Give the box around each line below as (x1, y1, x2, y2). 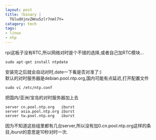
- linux (5, 30, 21, 35)
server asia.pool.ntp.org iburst (5, 108, 75, 114)
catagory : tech (5, 21, 37, 26)
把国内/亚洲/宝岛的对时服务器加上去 (5, 94, 79, 100)
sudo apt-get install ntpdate (5, 59, 68, 64)
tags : (5, 26, 16, 31)
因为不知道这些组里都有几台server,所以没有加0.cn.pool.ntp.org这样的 (5, 122, 147, 128)
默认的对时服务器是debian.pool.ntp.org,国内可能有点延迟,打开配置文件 (5, 75, 149, 81)
